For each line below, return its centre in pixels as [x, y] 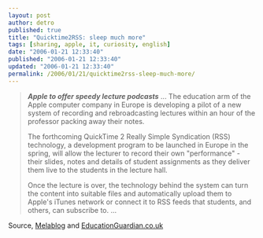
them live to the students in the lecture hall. [97, 170]
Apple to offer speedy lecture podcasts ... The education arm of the [139, 96]
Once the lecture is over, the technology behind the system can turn [138, 185]
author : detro [31, 23]
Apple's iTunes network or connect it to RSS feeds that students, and [139, 202]
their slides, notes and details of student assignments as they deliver [139, 161]
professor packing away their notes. [86, 121]
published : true [35, 30]
